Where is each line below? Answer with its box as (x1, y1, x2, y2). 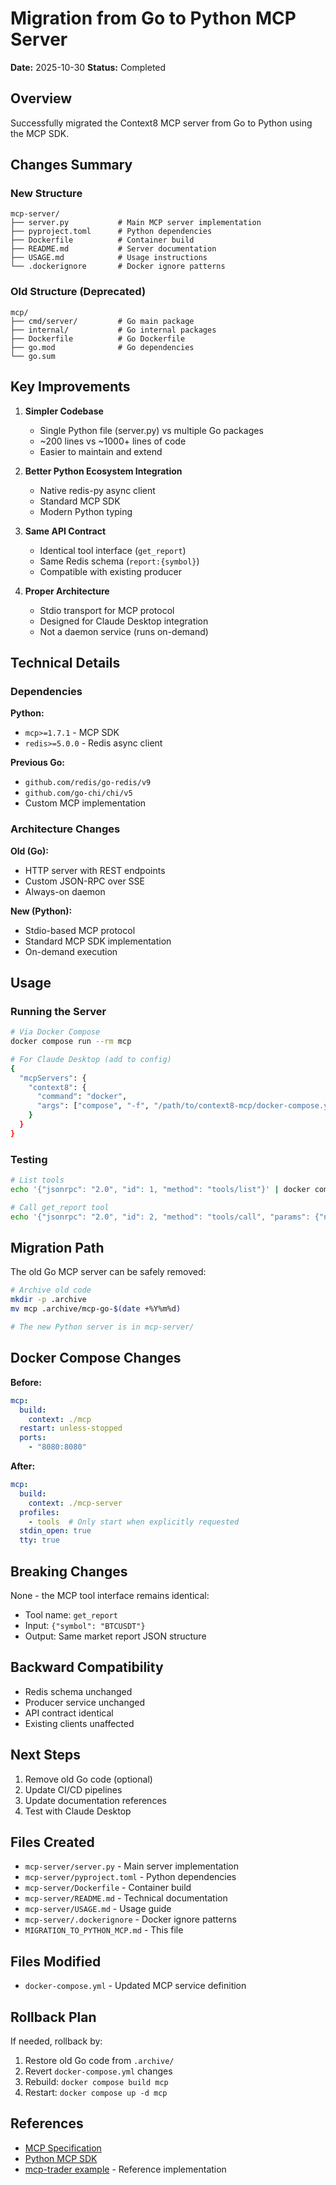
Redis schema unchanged (24, 1685, 133, 1697)
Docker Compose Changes (10, 1350, 182, 1367)
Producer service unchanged (24, 1696, 146, 1708)
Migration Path (10, 1240, 105, 1257)
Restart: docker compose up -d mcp (24, 2087, 168, 2099)
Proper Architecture (24, 585, 110, 597)
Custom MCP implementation (24, 797, 147, 809)
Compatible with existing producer (39, 565, 183, 577)
